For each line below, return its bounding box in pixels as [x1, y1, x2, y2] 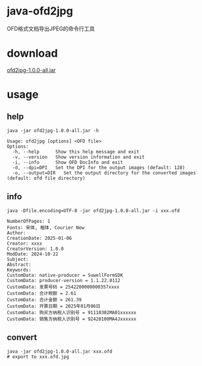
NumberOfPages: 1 [7, 218, 51, 224]
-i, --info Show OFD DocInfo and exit [12, 159, 123, 165]
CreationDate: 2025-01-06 [7, 235, 72, 241]
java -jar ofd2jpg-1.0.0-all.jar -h [7, 127, 99, 133]
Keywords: [7, 267, 32, 273]
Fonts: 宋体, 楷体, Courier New [7, 225, 85, 231]
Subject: [7, 256, 29, 262]
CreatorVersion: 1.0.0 [7, 246, 64, 252]
